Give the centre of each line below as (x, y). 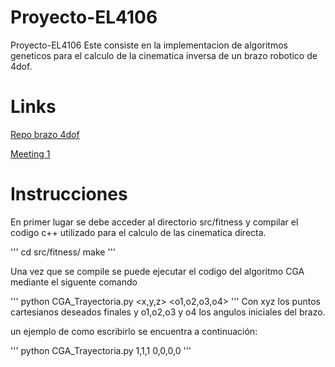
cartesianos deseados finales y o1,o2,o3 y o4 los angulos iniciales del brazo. (168, 312)
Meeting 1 (30, 153)
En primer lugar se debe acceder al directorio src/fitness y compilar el (154, 222)
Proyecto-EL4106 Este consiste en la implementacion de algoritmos (149, 45)
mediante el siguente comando (74, 282)
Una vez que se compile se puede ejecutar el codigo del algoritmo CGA (157, 271)
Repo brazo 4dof (45, 134)
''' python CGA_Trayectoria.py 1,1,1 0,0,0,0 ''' (101, 350)
